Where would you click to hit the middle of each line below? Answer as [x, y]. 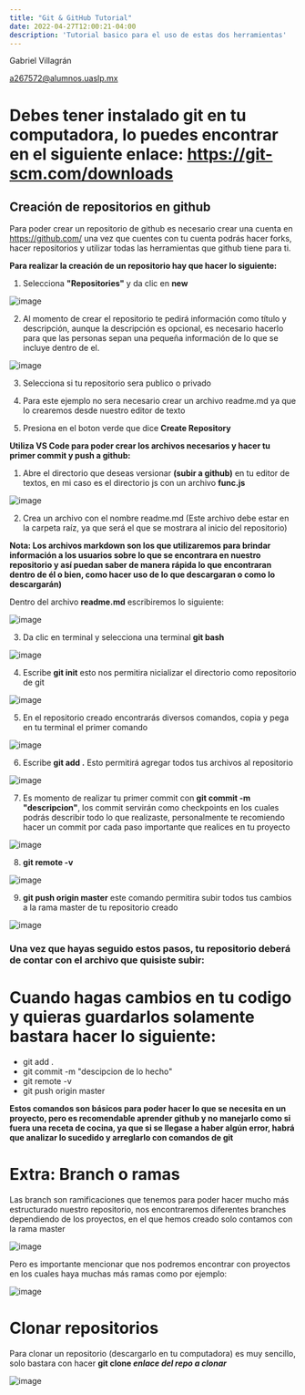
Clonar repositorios [84, 1328]
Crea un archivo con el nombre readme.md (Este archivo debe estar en [156, 518]
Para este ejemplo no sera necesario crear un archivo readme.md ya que [159, 401]
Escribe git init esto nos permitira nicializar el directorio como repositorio [159, 673]
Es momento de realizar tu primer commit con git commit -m [137, 798]
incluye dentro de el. [61, 348]
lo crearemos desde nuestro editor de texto [104, 410]
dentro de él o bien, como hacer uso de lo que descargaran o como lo [142, 574]
